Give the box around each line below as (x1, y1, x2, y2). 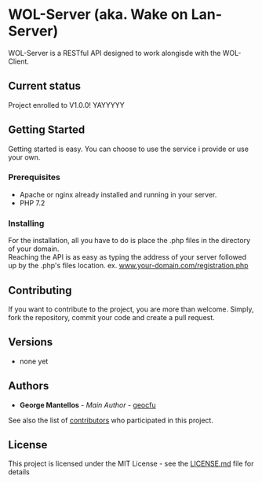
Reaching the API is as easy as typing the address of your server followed (8, 253, 247, 262)
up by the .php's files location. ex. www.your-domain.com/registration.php (8, 261, 249, 271)
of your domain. (8, 244, 60, 253)
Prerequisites (8, 171, 60, 183)
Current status (8, 79, 81, 93)
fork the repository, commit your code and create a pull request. (8, 312, 216, 322)
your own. (8, 152, 41, 162)
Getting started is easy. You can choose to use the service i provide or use (8, 144, 249, 153)
